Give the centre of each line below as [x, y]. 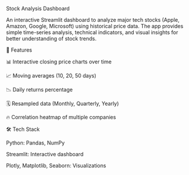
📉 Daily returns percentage [40, 90]
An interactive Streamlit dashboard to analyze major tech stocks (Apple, [93, 20]
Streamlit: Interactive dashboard [45, 154]
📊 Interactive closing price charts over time [59, 62]
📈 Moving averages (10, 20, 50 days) [51, 75]
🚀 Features [19, 50]
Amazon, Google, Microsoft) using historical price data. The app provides [95, 26]
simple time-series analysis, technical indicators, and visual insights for [92, 32]
